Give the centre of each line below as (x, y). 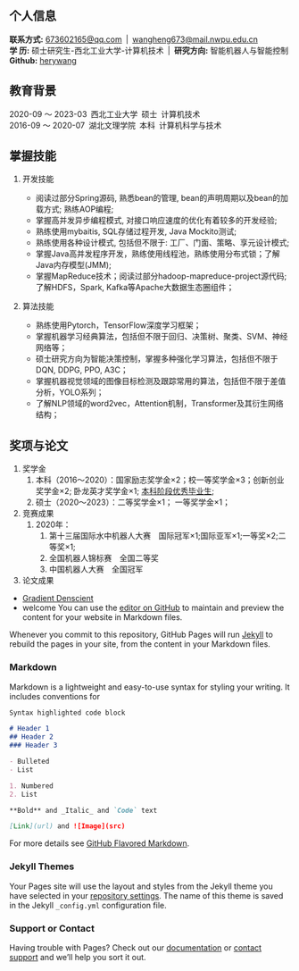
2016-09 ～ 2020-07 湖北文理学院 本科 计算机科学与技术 (116, 125)
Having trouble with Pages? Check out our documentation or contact (135, 947)
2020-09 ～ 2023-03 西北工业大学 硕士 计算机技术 (105, 113)
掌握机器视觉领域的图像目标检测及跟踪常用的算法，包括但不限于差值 (161, 381)
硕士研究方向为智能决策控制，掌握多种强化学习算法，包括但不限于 (157, 359)
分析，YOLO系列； (70, 392)
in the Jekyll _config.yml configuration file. (88, 905)
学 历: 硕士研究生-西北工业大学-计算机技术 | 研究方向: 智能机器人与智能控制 (149, 50)
